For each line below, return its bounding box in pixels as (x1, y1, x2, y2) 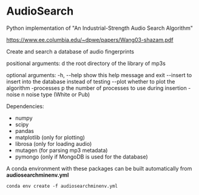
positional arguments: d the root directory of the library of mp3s (6, 60, 166, 67)
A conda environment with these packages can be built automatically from (6, 165, 192, 172)
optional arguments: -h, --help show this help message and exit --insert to (6, 71, 192, 78)
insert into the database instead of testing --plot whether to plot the (6, 78, 175, 85)
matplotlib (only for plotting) (15, 134, 85, 141)
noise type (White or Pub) (25, 91, 90, 98)
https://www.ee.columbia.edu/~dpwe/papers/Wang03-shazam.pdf (6, 36, 174, 43)
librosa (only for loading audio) (15, 140, 92, 147)
